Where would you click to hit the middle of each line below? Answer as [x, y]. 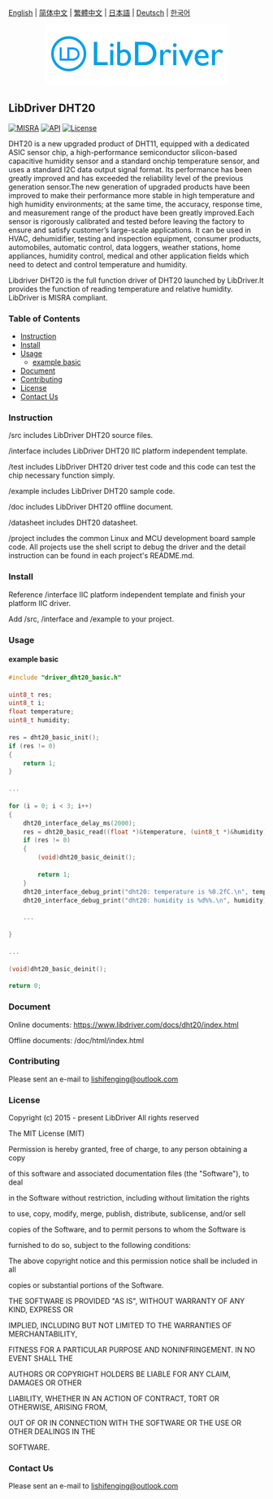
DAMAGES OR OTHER [45, 1383]
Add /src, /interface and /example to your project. [91, 619]
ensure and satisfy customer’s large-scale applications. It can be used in [130, 230]
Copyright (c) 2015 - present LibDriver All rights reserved [104, 1118]
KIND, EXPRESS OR [41, 1310]
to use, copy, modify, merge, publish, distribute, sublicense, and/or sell [127, 1214]
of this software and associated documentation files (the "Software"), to [129, 1174]
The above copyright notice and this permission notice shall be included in [133, 1261]
